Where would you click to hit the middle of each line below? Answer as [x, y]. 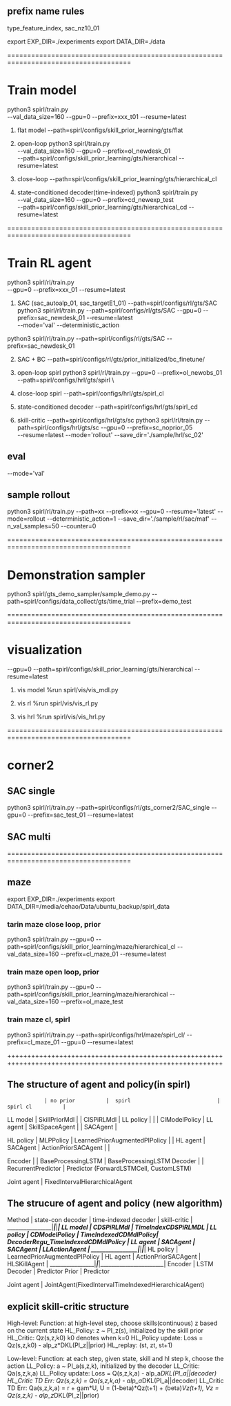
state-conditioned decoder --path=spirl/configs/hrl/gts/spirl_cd [107, 407]
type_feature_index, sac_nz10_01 [53, 28]
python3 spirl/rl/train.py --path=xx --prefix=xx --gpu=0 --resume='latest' [111, 512]
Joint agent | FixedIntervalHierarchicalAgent [70, 1181]
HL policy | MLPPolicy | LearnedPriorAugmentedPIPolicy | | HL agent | [106, 1140]
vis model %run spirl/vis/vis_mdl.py [68, 690]
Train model [42, 90]
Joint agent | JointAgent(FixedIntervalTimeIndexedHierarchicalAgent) [106, 1285]
